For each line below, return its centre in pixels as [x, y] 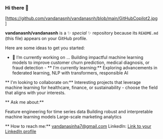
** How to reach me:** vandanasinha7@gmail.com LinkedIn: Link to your [78, 126]
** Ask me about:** [24, 102]
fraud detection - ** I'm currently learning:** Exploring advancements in [85, 68]
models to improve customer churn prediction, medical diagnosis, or [81, 62]
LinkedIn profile [21, 132]
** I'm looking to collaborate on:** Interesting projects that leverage [73, 82]
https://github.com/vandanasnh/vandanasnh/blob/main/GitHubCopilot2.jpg [82, 19]
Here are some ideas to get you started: [45, 48]
